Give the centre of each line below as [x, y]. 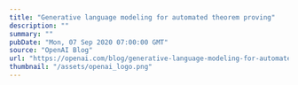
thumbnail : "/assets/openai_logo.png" [81, 67]
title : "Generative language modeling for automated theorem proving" [142, 17]
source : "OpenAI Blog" [51, 50]
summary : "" [31, 34]
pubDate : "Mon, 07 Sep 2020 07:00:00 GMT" [89, 42]
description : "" [39, 26]
